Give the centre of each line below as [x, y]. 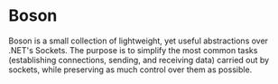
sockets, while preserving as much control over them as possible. [130, 70]
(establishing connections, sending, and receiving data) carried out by [139, 60]
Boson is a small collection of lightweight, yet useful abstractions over [138, 41]
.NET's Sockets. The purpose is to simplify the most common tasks [133, 50]
